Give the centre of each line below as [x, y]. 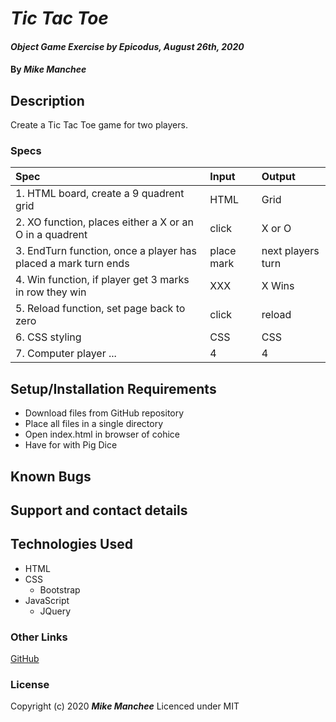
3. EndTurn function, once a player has [106, 251]
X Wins [278, 286]
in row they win [51, 292]
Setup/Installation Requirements [113, 388]
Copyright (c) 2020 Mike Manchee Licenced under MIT [125, 706]
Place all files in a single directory [94, 424]
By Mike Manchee [48, 69]
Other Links [39, 637]
